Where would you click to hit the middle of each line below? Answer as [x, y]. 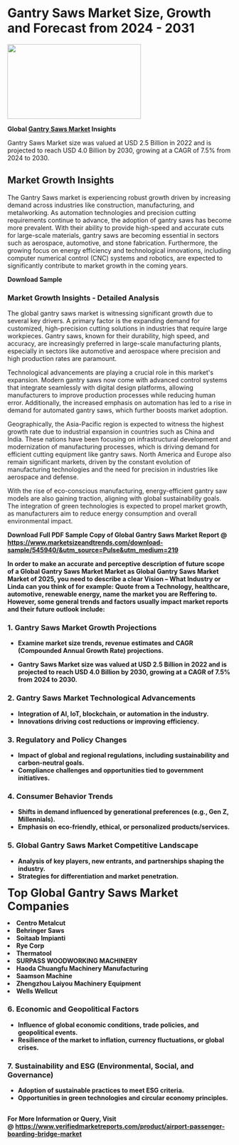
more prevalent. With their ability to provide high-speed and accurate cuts [116, 228]
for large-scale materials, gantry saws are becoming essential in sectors [113, 235]
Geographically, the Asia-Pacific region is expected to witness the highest [116, 424]
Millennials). [36, 820]
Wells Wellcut [37, 990]
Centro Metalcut [41, 923]
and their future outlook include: [56, 610]
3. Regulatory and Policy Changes [67, 740]
